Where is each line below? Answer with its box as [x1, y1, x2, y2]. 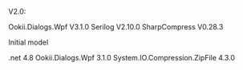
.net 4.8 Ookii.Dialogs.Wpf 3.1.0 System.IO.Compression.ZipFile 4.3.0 [8, 53, 235, 62]
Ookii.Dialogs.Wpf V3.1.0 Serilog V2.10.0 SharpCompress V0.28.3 [8, 22, 224, 31]
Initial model [8, 37, 49, 47]
